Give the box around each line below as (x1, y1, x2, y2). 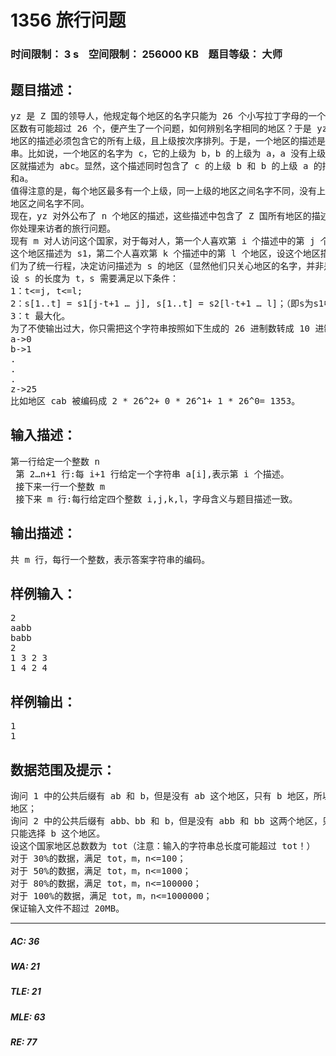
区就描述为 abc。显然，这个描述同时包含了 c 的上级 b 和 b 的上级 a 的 (10, 160, 323, 171)
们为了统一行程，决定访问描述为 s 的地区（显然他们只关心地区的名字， (10, 260, 307, 271)
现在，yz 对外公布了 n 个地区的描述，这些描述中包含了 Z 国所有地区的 (10, 210, 312, 221)
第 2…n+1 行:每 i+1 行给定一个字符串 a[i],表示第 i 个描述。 (15, 468, 290, 480)
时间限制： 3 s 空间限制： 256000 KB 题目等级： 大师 (10, 47, 283, 61)
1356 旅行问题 (10, 9, 127, 32)
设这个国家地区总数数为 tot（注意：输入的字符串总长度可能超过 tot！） (10, 840, 316, 851)
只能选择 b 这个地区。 (10, 827, 106, 839)
